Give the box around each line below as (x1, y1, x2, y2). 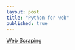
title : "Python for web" (6, 15, 70, 21)
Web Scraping (6, 37, 42, 45)
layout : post (6, 9, 40, 15)
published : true (6, 20, 48, 26)
